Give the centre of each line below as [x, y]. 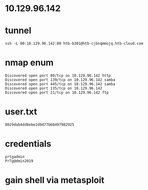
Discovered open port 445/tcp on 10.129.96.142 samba [60, 84]
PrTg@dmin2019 [19, 161]
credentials [28, 144]
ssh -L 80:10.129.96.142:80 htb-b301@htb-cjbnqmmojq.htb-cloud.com [74, 44]
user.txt [21, 112]
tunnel [18, 31]
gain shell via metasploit [55, 180]
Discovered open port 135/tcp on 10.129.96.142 [54, 88]
